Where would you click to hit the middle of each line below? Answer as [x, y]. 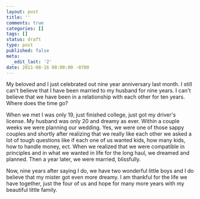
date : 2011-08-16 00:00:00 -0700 [48, 67]
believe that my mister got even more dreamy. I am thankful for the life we [97, 177]
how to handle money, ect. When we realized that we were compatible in [96, 146]
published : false [28, 51]
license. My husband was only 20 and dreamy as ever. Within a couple [93, 121]
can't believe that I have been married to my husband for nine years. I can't [99, 91]
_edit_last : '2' [32, 62]
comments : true [25, 23]
